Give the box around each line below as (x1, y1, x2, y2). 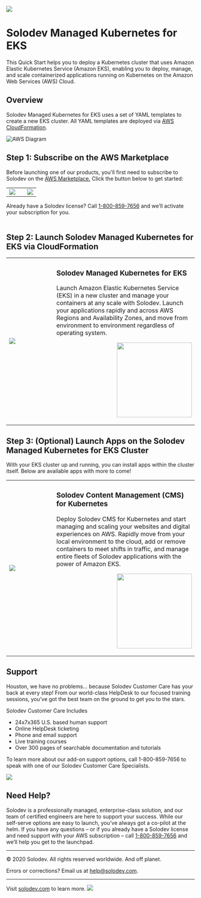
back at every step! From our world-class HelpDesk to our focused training (6, 689, 191, 696)
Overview (6, 95, 44, 105)
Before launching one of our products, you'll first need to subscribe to (6, 168, 178, 176)
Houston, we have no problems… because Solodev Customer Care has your (6, 683, 193, 690)
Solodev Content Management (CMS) (56, 491, 184, 500)
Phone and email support (14, 731, 77, 738)
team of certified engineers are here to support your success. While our (6, 812, 184, 820)
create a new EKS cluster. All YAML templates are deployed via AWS (6, 117, 175, 124)
